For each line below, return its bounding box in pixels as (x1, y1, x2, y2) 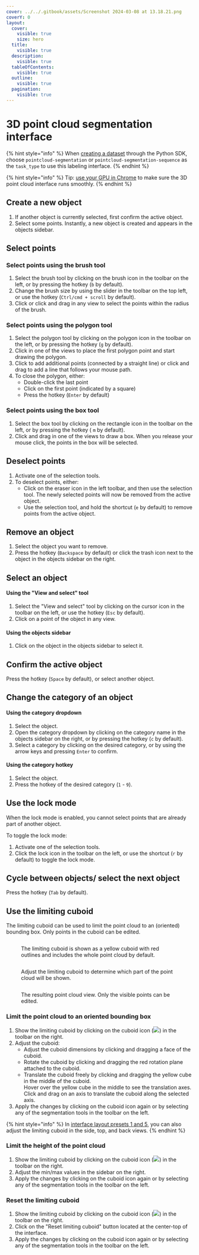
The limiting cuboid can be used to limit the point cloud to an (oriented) (6, 922, 180, 929)
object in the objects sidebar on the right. (14, 555, 116, 563)
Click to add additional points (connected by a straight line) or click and (14, 360, 189, 367)
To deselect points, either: (14, 478, 79, 485)
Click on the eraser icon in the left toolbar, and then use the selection (23, 485, 193, 492)
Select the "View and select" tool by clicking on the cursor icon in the (14, 602, 185, 610)
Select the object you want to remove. (14, 543, 108, 550)
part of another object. (6, 820, 61, 828)
